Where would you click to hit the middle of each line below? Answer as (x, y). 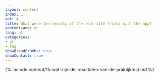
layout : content (22, 10)
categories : (17, 38)
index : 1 (14, 14)
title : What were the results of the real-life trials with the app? (79, 23)
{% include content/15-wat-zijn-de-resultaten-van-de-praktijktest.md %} (80, 70)
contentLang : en (22, 28)
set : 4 (12, 19)
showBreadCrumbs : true (28, 51)
